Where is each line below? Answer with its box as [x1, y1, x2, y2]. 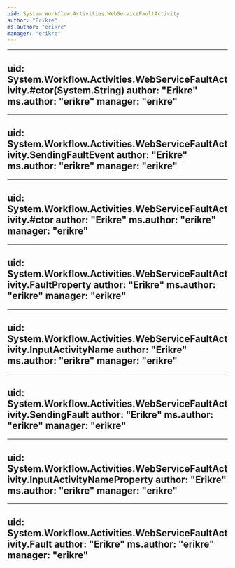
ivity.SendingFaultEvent [7, 149, 115, 161]
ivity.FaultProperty [7, 279, 92, 291]
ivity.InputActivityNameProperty [7, 473, 154, 485]
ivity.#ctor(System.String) [7, 84, 125, 96]
